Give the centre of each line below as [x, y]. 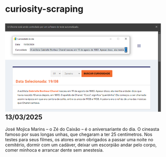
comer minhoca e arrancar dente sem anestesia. [54, 150]
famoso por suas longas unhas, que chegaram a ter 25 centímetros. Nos [79, 134]
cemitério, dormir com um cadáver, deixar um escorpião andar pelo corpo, [81, 145]
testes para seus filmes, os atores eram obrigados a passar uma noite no [79, 139]
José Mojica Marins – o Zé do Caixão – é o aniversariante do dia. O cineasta [82, 129]
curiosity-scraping [44, 9]
